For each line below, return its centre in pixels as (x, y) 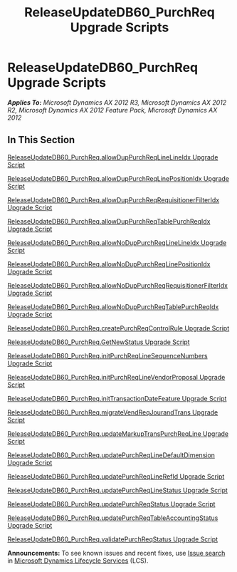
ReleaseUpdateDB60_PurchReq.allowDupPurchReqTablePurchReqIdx (109, 221)
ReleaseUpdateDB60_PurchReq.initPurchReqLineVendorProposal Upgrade (116, 377)
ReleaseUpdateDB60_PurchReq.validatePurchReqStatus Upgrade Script (113, 539)
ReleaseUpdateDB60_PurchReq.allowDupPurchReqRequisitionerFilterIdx (114, 199)
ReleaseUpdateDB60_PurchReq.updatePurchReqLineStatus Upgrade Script (117, 490)
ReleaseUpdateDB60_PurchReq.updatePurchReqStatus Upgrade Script (111, 504)
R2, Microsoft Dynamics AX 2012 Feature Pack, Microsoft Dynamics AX (112, 110)
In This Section (41, 140)
